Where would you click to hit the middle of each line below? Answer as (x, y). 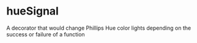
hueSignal (33, 11)
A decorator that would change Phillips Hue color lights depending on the (99, 28)
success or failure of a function (46, 34)
